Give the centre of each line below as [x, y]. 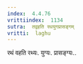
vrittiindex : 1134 [35, 20]
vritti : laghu [29, 33]
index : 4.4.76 [29, 14]
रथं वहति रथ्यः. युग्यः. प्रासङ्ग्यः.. [42, 53]
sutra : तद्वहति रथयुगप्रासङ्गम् [41, 26]
